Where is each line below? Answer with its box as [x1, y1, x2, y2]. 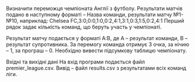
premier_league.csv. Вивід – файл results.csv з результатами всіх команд [6, 65, 187, 72]
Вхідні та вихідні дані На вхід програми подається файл [6, 58, 145, 65]
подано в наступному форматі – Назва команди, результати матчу [6, 11, 172, 18]
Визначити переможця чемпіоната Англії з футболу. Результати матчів [6, 5, 183, 12]
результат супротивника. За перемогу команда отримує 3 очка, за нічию [6, 41, 190, 48]
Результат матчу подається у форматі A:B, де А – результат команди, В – [6, 35, 188, 41]
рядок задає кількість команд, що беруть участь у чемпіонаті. [6, 23, 162, 30]
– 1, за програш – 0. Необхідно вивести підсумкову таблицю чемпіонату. [6, 47, 187, 54]
